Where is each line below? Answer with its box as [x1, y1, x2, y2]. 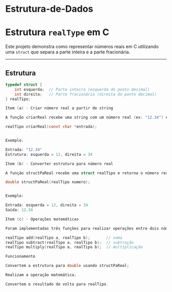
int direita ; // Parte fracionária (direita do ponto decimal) [14, 92, 157, 97]
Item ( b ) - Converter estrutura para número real [5, 161, 114, 166]
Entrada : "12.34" [5, 147, 42, 152]
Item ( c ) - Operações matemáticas [5, 216, 79, 222]
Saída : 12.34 [5, 207, 33, 213]
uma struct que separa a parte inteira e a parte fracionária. [5, 49, 131, 55]
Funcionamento [5, 254, 36, 259]
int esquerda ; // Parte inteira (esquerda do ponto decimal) [14, 87, 150, 92]
